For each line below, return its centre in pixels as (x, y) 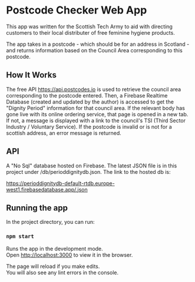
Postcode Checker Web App (77, 10)
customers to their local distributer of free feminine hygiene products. (90, 32)
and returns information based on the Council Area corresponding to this (94, 50)
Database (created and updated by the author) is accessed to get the (90, 102)
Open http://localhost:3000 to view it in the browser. (70, 255)
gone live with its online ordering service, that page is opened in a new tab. (97, 114)
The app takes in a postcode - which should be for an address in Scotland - (98, 44)
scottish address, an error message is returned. (64, 133)
